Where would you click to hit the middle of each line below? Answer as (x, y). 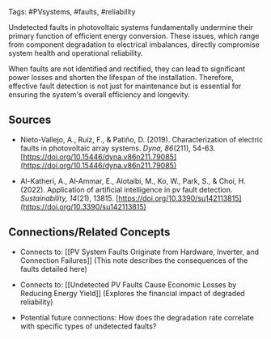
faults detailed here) (53, 269)
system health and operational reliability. (76, 53)
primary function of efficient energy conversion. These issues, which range (134, 36)
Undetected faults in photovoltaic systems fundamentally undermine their (131, 27)
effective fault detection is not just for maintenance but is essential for (125, 86)
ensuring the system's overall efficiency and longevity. (99, 95)
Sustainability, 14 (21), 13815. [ (69, 198)
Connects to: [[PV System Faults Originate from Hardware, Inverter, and (140, 252)
